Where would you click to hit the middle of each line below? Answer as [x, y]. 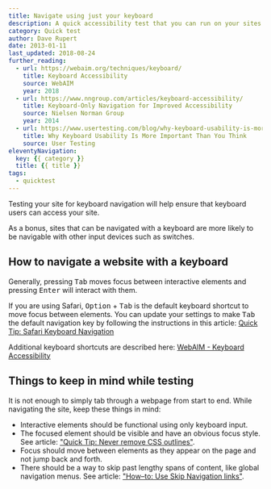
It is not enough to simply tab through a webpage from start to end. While [130, 400]
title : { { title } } [48, 166]
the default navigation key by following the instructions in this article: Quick [133, 323]
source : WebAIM [48, 83]
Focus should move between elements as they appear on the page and [138, 450]
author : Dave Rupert [43, 38]
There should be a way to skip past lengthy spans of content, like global [140, 467]
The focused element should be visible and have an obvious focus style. [140, 433]
